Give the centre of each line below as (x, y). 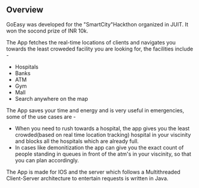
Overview (25, 10)
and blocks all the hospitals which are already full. (77, 141)
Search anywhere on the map (51, 99)
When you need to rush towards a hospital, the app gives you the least (102, 128)
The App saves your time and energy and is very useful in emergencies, (95, 110)
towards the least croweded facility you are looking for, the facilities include (100, 49)
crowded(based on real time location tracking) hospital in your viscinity (103, 135)
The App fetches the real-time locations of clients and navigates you (91, 42)
